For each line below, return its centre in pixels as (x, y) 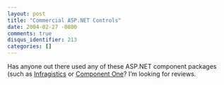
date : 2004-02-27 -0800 (42, 27)
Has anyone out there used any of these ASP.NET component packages (112, 66)
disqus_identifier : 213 (42, 40)
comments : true (30, 33)
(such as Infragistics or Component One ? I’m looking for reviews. (102, 74)
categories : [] (30, 46)
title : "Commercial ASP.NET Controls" (64, 20)
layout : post (26, 14)
